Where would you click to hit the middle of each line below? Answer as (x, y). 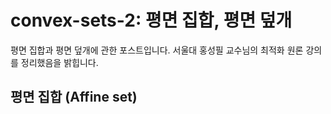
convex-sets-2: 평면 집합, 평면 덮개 (151, 20)
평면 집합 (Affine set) (74, 97)
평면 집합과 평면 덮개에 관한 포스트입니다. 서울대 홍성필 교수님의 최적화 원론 (157, 50)
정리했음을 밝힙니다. (59, 62)
